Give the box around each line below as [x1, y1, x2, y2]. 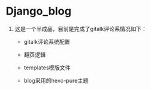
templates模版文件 [23, 64, 71, 71]
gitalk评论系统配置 [23, 38, 71, 45]
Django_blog [6, 4, 72, 18]
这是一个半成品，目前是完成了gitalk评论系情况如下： [14, 25, 147, 32]
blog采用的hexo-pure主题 [23, 77, 88, 84]
